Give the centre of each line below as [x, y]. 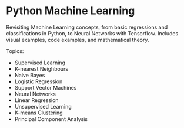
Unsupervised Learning [43, 106]
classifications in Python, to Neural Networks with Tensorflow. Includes [92, 33]
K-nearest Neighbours [41, 68]
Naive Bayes [30, 75]
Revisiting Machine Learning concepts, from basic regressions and [87, 27]
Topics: [15, 51]
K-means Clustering [39, 113]
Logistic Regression [39, 81]
